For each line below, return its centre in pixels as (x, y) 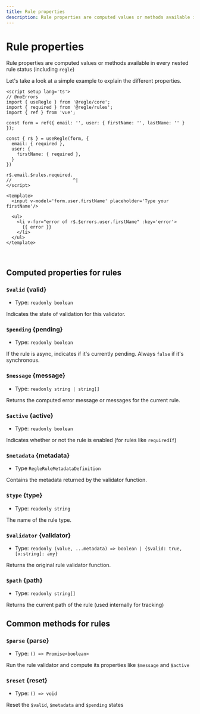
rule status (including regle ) (40, 70)
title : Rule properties (36, 12)
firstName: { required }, (49, 154)
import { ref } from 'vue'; (41, 113)
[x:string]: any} (36, 554)
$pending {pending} (35, 330)
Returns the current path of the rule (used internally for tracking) (85, 605)
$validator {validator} (39, 535)
